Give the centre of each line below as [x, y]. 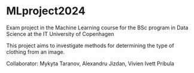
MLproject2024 [46, 11]
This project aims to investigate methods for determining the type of [90, 45]
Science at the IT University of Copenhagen [60, 34]
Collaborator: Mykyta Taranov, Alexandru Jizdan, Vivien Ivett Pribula [90, 63]
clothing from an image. [36, 51]
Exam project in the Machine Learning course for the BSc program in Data [97, 28]
